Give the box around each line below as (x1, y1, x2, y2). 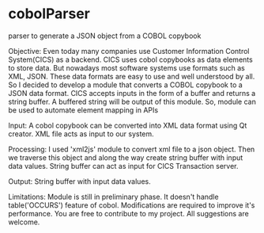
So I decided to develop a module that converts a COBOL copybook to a (8, 80, 243, 90)
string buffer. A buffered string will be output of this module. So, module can (8, 97, 257, 106)
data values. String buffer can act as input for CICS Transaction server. (8, 161, 239, 170)
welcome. (8, 217, 40, 227)
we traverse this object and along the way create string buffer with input (8, 152, 243, 162)
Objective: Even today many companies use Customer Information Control (8, 46, 250, 55)
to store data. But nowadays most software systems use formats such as (8, 63, 245, 72)
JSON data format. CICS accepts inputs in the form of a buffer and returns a (8, 88, 256, 97)
